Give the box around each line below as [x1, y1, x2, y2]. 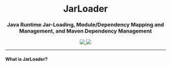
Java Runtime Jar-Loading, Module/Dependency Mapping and [7, 21, 164, 28]
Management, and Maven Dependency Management [19, 27, 152, 35]
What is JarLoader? [5, 56, 48, 62]
